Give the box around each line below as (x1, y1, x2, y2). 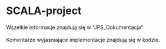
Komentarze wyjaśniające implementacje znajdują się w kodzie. (6, 36, 160, 43)
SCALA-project (6, 4, 82, 18)
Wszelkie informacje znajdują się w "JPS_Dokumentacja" (6, 24, 144, 31)
